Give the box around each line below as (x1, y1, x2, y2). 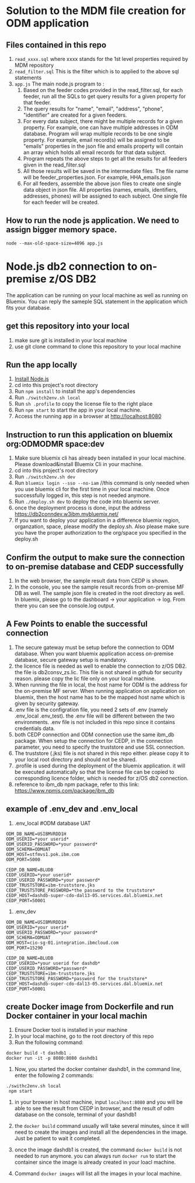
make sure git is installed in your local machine (14, 336, 127, 344)
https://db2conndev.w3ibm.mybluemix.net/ (14, 511, 119, 518)
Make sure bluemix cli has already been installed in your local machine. (14, 454, 186, 461)
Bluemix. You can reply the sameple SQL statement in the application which (6, 298, 188, 305)
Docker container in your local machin (6, 1011, 148, 1021)
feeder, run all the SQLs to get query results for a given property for (23, 93, 186, 100)
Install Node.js (14, 375, 49, 382)
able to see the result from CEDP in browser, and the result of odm (14, 1105, 175, 1112)
